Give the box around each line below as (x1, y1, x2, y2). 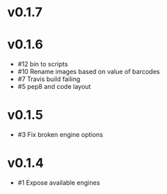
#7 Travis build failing (17, 75, 81, 83)
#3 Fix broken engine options (17, 131, 104, 139)
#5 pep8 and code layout (17, 83, 91, 91)
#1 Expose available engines (17, 178, 100, 187)
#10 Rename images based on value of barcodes (17, 68, 161, 76)
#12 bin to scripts (17, 60, 69, 68)
